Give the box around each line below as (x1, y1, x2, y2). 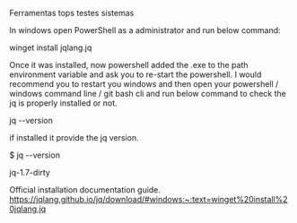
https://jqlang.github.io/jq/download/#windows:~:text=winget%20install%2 (9, 194, 289, 204)
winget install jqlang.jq (9, 42, 92, 53)
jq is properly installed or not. (9, 98, 118, 108)
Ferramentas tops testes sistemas (9, 8, 135, 18)
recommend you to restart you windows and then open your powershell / (9, 79, 279, 89)
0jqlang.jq (9, 203, 47, 214)
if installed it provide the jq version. (9, 133, 139, 142)
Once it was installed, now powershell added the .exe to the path (9, 60, 249, 70)
